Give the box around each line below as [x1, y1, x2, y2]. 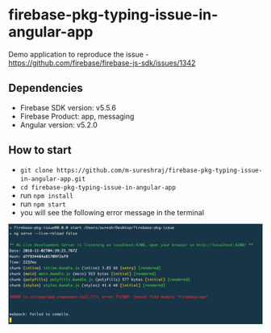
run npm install [19, 190, 74, 200]
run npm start [19, 199, 66, 209]
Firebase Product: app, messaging [19, 111, 135, 121]
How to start [8, 144, 72, 157]
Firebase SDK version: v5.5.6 [19, 102, 117, 112]
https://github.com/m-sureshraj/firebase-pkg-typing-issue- [56, 166, 263, 174]
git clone [19, 166, 54, 174]
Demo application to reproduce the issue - [8, 49, 149, 59]
